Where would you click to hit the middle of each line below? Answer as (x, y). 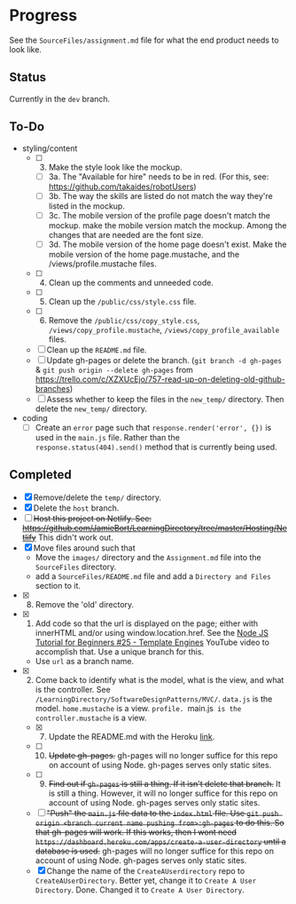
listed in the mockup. (87, 206)
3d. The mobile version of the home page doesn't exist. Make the (167, 244)
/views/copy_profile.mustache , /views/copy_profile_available (164, 329)
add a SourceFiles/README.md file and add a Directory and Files (153, 576)
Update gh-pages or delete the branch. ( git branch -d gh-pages (164, 360)
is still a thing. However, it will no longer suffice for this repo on (163, 793)
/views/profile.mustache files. (103, 264)
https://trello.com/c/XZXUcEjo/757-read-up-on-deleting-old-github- (160, 379)
